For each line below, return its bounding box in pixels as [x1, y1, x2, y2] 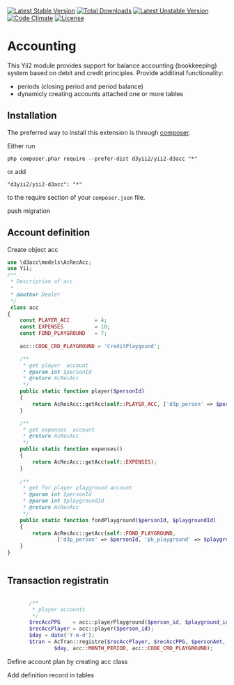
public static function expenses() [19, 446, 123, 452]
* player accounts [32, 606, 86, 613]
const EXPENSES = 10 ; [19, 324, 111, 331]
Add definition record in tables [7, 670, 95, 679]
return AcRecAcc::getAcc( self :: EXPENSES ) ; [32, 458, 157, 466]
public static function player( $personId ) [19, 388, 145, 395]
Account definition [7, 227, 91, 239]
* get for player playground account [22, 485, 132, 491]
